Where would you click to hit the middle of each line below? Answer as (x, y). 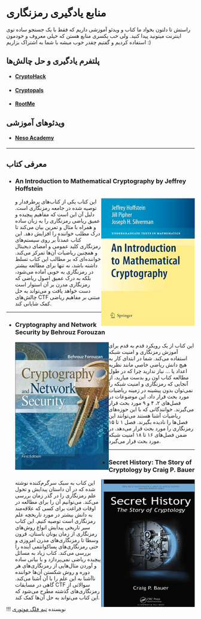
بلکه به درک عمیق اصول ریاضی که (53, 278)
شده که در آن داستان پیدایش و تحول (55, 489)
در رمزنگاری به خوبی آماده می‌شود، (54, 272)
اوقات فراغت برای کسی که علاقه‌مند (55, 508)
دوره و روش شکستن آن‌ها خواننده (52, 572)
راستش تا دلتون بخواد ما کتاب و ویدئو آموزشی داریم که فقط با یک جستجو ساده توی (98, 29)
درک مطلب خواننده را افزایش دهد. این (57, 233)
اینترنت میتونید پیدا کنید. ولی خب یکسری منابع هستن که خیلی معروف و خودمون (94, 35)
